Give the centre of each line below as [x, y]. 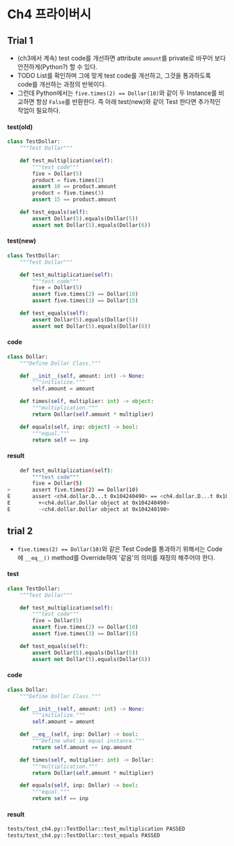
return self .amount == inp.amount [82, 747]
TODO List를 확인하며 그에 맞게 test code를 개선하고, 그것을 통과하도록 [114, 75]
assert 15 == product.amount [75, 199]
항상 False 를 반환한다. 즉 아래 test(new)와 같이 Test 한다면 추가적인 [128, 101]
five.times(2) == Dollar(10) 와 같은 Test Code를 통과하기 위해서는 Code [120, 549]
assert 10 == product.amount [75, 187]
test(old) [20, 127]
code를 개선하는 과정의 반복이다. [62, 84]
